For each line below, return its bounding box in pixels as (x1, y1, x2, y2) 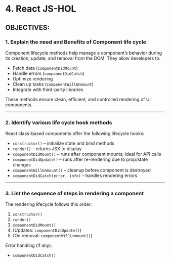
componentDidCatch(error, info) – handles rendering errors (12, 172, 138, 179)
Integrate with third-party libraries (12, 86, 83, 93)
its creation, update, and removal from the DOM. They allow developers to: (5, 55, 161, 61)
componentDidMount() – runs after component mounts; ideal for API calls (12, 151, 161, 157)
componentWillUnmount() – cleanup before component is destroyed (12, 167, 151, 173)
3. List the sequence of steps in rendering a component (5, 190, 144, 197)
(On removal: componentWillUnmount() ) (12, 233, 93, 239)
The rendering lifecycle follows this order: (5, 201, 92, 207)
